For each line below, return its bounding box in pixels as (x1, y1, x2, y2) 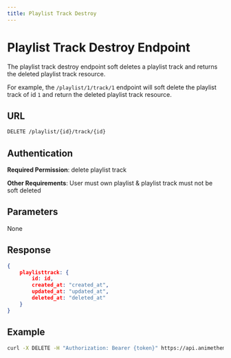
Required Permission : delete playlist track (7, 166, 127, 174)
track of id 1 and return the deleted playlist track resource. (7, 90, 172, 98)
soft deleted (7, 186, 41, 194)
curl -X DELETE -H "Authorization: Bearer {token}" (7, 344, 158, 351)
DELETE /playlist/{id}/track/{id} (7, 128, 107, 135)
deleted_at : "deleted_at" (32, 295, 107, 302)
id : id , (32, 276, 54, 282)
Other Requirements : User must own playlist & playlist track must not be (7, 179, 213, 188)
